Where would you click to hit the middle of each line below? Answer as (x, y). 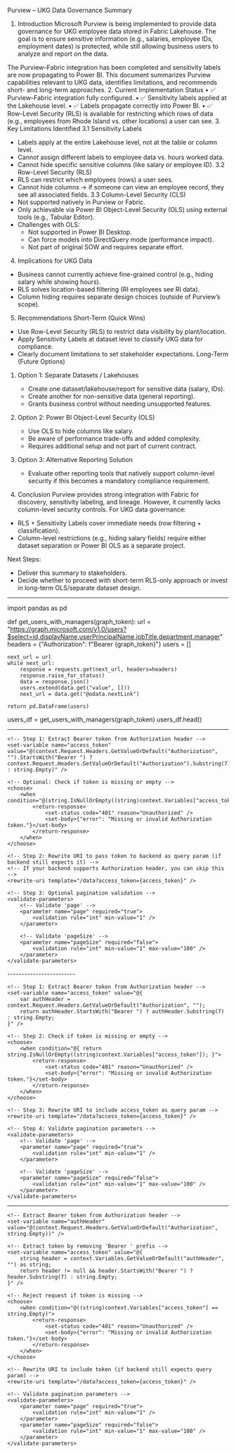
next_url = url (29, 657)
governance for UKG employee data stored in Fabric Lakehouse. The (117, 31)
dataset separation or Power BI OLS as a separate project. (101, 546)
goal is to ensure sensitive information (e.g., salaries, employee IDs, (115, 39)
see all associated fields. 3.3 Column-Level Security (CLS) (101, 194)
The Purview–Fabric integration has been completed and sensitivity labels (114, 67)
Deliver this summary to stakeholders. (72, 573)
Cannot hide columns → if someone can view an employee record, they (121, 187)
